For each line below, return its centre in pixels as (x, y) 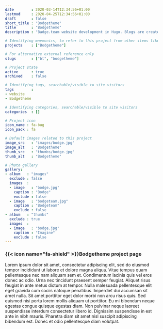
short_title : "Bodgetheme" (33, 23)
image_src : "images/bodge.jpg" (40, 143)
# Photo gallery (21, 165)
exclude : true (25, 219)
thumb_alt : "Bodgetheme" (33, 156)
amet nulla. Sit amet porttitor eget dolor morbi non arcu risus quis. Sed (75, 296)
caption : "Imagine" (34, 233)
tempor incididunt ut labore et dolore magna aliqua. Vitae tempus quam (76, 270)
